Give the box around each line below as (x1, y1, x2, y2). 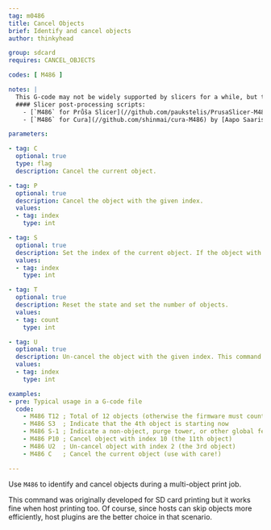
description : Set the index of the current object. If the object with (15, 248, 262, 257)
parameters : (8, 130, 48, 138)
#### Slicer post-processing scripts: (15, 100, 147, 109)
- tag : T (8, 286, 38, 294)
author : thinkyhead (8, 34, 74, 43)
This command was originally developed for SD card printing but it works (8, 495, 252, 504)
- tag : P (8, 182, 38, 190)
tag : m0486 (8, 11, 45, 20)
